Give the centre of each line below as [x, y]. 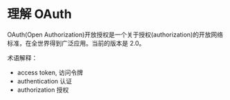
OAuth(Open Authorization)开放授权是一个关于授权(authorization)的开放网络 [115, 34]
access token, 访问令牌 [50, 72]
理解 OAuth [40, 14]
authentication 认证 [45, 81]
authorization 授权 [43, 90]
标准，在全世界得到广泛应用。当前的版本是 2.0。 [76, 43]
